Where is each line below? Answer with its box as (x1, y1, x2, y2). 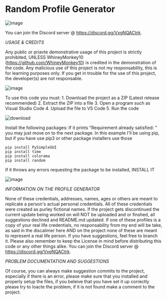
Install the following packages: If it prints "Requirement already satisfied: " (5, 125, 158, 131)
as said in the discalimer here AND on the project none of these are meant (5, 227, 158, 233)
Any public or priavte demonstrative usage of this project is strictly (5, 49, 142, 55)
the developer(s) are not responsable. (5, 75, 83, 81)
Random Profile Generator (5, 3, 116, 15)
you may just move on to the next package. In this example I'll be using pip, (5, 130, 160, 136)
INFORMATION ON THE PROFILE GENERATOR (5, 186, 100, 192)
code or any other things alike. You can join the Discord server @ (5, 243, 139, 249)
